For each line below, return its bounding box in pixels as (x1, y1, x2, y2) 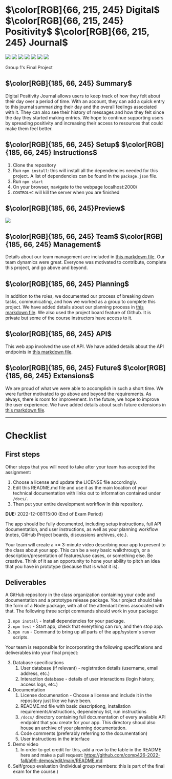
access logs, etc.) (20, 681, 58, 688)
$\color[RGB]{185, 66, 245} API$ (5, 330, 112, 338)
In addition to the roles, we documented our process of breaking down (5, 293, 154, 299)
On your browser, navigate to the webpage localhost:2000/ (12, 183, 138, 190)
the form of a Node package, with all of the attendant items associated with (5, 603, 164, 609)
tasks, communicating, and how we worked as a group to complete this (5, 299, 156, 304)
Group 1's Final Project (5, 64, 53, 70)
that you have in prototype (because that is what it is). (5, 563, 119, 569)
